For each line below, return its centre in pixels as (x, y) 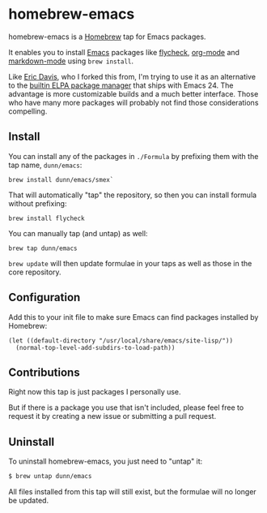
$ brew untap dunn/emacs (50, 476)
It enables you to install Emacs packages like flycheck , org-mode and (124, 52)
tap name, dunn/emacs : (45, 165)
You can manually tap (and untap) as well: (78, 233)
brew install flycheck (47, 218)
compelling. (28, 111)
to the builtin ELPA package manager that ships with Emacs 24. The (121, 85)
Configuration (44, 297)
